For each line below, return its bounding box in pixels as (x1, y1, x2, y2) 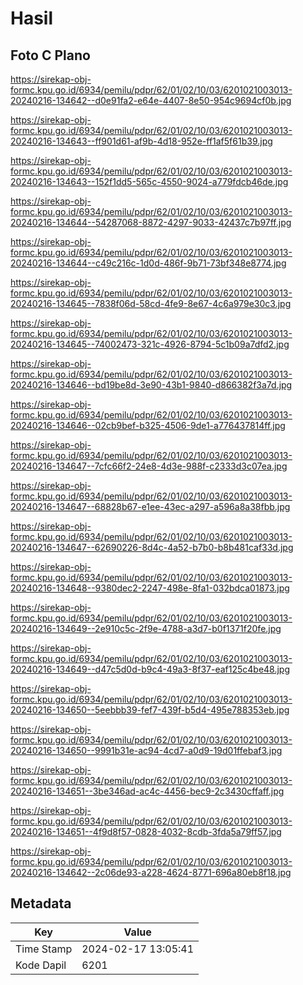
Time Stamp (15, 942, 73, 956)
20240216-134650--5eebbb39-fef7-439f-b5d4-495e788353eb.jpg (10, 704, 290, 716)
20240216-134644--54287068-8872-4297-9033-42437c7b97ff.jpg (10, 217, 292, 228)
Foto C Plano (10, 47, 91, 64)
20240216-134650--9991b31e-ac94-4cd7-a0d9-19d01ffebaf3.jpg (10, 745, 283, 756)
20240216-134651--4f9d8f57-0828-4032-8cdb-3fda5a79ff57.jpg (10, 826, 282, 837)
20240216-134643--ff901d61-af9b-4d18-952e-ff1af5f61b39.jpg (10, 135, 273, 147)
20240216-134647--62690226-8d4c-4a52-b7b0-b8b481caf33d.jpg (10, 542, 294, 553)
